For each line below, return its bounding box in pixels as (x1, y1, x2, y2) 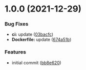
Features (4, 49, 26, 56)
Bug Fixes (4, 21, 29, 28)
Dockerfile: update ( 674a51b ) (11, 37, 72, 42)
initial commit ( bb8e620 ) (11, 59, 62, 66)
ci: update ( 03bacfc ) (11, 31, 54, 37)
